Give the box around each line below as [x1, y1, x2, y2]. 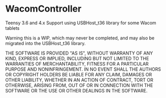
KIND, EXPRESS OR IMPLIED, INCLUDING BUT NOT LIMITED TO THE [5, 55, 149, 61]
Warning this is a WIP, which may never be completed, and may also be [5, 35, 155, 41]
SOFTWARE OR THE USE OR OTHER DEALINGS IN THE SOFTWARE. [5, 87, 148, 93]
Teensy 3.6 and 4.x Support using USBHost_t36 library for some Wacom [5, 20, 156, 26]
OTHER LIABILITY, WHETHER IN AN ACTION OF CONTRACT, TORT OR [5, 77, 153, 83]
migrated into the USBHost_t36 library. [5, 40, 86, 46]
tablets [5, 25, 20, 31]
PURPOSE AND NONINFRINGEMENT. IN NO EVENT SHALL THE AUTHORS [5, 66, 161, 72]
